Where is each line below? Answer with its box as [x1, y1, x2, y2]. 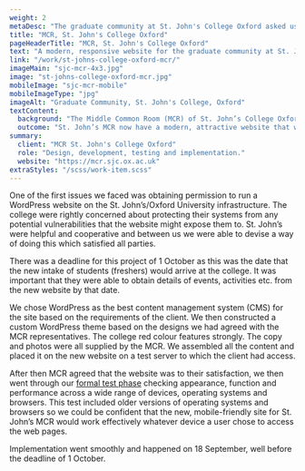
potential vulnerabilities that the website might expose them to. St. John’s [9, 219, 283, 230]
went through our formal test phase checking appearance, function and [9, 378, 277, 388]
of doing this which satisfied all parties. [9, 238, 156, 250]
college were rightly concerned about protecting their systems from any [9, 210, 279, 221]
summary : [9, 132, 43, 141]
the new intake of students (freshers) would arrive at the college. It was [9, 265, 277, 277]
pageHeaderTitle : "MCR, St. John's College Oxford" [9, 38, 209, 48]
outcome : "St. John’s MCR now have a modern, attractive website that [17, 123, 290, 132]
